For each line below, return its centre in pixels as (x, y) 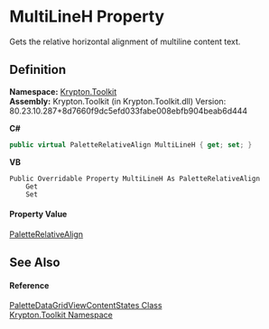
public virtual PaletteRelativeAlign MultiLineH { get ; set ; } (131, 145)
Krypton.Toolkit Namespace (61, 315)
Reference (29, 285)
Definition (37, 70)
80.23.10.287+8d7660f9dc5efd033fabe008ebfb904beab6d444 (129, 111)
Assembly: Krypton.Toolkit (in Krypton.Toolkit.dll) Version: (118, 101)
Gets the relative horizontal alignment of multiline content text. (125, 41)
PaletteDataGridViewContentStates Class (86, 306)
